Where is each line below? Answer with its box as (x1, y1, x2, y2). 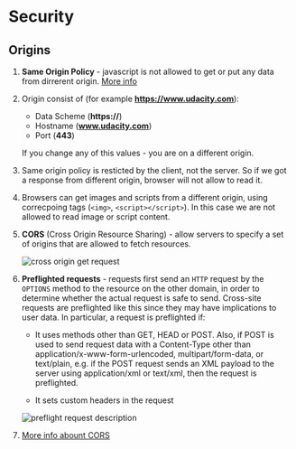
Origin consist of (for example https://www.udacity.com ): (21, 93, 240, 104)
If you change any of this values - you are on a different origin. (21, 147, 254, 158)
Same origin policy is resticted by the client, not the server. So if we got (21, 165, 287, 175)
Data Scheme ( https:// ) (34, 111, 123, 121)
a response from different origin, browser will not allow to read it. (21, 174, 264, 185)
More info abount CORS (21, 430, 110, 440)
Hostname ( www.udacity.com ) (34, 120, 153, 131)
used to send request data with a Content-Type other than (34, 339, 252, 350)
